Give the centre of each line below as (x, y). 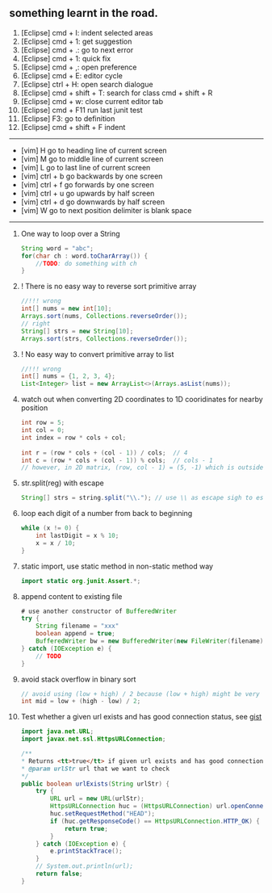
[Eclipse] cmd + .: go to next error (77, 50)
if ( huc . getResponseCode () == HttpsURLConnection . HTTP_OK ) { (155, 821)
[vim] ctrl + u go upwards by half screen (88, 193)
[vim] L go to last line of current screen (86, 167)
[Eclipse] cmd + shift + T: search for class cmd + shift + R (117, 93)
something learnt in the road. (84, 13)
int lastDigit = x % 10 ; (77, 536)
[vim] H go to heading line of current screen (94, 150)
